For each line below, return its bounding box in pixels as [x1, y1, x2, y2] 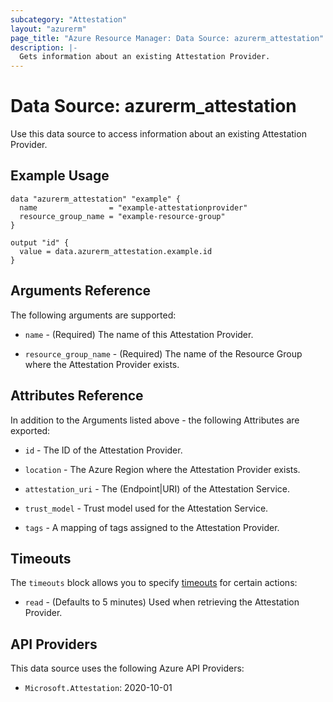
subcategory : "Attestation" [10, 14, 128, 25]
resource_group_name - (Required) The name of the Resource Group [24, 347, 303, 360]
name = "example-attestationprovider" [19, 202, 248, 213]
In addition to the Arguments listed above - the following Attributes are [10, 414, 300, 426]
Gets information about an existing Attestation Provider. [19, 52, 271, 62]
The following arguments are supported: [10, 309, 177, 321]
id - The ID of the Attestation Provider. [24, 444, 183, 456]
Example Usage [10, 167, 110, 185]
